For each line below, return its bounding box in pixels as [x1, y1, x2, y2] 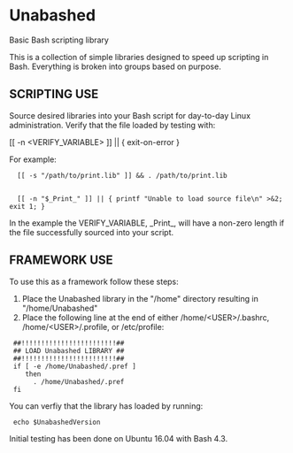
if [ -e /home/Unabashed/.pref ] [12, 362, 137, 371]
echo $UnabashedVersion [12, 418, 101, 426]
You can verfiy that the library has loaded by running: [9, 400, 204, 411]
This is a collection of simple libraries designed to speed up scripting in [9, 51, 269, 62]
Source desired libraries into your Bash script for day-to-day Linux [9, 110, 251, 120]
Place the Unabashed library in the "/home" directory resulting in [21, 293, 258, 303]
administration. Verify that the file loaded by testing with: [9, 119, 216, 130]
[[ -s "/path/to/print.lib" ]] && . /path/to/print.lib [17, 171, 227, 180]
